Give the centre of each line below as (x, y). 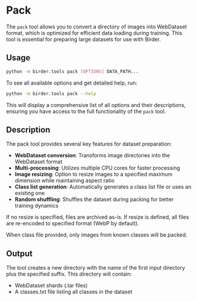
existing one (30, 193)
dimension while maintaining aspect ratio (64, 180)
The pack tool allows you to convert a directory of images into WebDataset (97, 27)
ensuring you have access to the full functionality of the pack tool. (86, 111)
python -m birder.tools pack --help (51, 93)
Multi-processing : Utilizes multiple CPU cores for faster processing (97, 168)
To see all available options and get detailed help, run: (72, 83)
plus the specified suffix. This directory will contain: (69, 274)
